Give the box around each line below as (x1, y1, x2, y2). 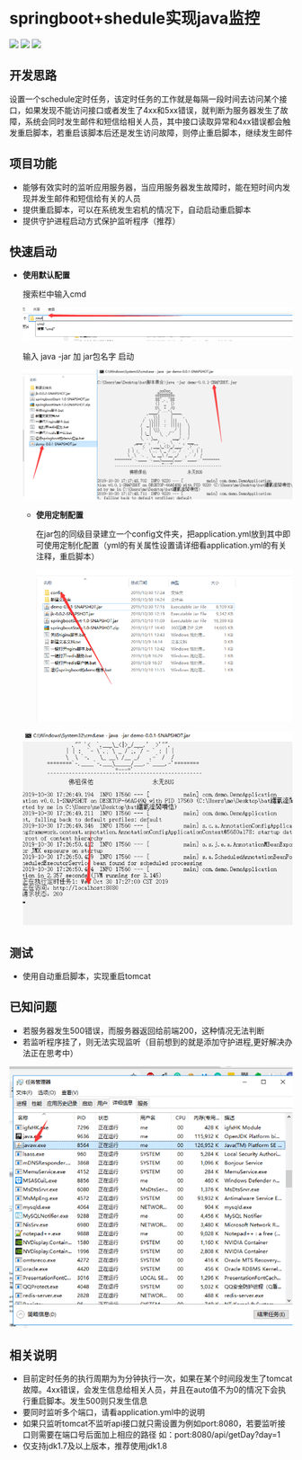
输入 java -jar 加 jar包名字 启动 (22, 351, 135, 361)
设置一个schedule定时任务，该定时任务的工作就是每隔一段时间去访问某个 (9, 93, 280, 104)
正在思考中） (30, 1047, 78, 1058)
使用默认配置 (22, 270, 70, 280)
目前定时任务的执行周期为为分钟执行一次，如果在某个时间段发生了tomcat (22, 1373, 293, 1384)
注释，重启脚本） (35, 551, 100, 562)
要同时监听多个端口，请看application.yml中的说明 (22, 1407, 205, 1418)
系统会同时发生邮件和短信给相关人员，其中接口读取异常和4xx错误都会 (24, 116, 283, 127)
